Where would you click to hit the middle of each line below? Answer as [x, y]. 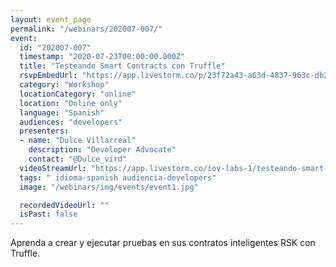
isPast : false [48, 214]
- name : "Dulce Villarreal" [78, 141]
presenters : [44, 131]
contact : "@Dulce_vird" [78, 159]
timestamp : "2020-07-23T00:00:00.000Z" [102, 57]
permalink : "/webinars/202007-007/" [86, 29]
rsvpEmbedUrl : [48, 76]
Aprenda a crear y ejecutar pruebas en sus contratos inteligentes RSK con [163, 243]
